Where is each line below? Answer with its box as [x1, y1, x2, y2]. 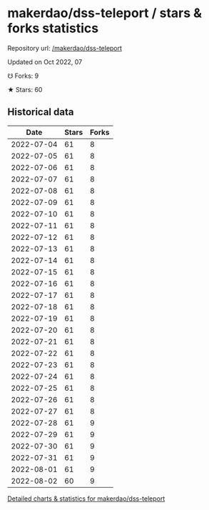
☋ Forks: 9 [7, 71, 39, 80]
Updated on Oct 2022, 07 [7, 57, 83, 66]
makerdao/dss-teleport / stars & [7, 5, 202, 21]
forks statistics [7, 20, 98, 36]
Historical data [7, 106, 74, 119]
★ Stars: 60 [7, 85, 43, 94]
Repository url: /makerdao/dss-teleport [7, 44, 123, 52]
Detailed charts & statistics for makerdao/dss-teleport [7, 494, 165, 503]
